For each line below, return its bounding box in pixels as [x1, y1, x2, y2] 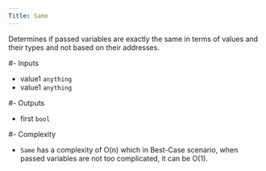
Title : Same [8, 11, 48, 20]
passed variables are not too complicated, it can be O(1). [19, 153, 208, 163]
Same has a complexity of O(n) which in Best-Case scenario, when [19, 144, 239, 154]
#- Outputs [8, 98, 45, 107]
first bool [19, 114, 51, 123]
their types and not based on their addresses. [8, 42, 160, 52]
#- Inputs [8, 58, 39, 68]
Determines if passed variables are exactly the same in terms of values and [8, 34, 259, 44]
